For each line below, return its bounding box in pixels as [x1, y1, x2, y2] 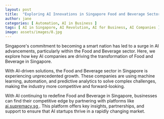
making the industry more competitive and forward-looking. [5, 84, 125, 89]
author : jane [5, 16, 32, 21]
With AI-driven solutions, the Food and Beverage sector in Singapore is [5, 68, 148, 73]
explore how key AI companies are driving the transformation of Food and [5, 53, 153, 59]
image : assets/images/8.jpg [5, 30, 62, 34]
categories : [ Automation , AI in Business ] [5, 20, 97, 26]
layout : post [5, 7, 32, 12]
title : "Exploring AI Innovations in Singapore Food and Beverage [5, 12, 145, 17]
